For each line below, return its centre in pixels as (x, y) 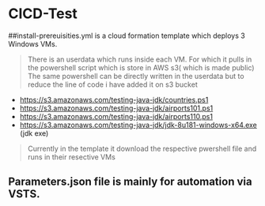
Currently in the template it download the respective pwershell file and (142, 148)
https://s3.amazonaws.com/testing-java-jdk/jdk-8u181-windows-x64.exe (138, 125)
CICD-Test (43, 14)
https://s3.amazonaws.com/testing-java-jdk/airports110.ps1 (116, 116)
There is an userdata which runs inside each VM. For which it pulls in (140, 59)
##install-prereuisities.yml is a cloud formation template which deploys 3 (127, 36)
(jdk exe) (34, 133)
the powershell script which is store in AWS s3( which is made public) (141, 67)
